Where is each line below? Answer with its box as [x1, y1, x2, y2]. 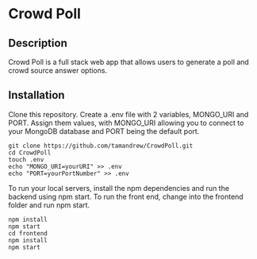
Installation [8, 89, 65, 102]
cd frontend [8, 229, 48, 238]
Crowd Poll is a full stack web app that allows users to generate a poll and [8, 57, 250, 67]
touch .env [8, 155, 44, 163]
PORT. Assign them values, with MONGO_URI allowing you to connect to [8, 118, 244, 128]
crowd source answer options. [8, 66, 108, 75]
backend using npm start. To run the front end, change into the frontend [8, 192, 244, 201]
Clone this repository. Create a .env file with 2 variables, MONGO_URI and [8, 109, 249, 119]
